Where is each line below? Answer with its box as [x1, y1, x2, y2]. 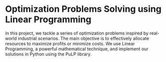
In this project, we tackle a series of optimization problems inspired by [5, 30, 149, 36]
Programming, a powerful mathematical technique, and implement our [5, 46, 149, 52]
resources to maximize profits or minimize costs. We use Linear [5, 40, 135, 46]
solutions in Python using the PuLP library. [5, 51, 92, 57]
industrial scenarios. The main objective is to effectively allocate [17, 35, 149, 41]
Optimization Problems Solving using [5, 3, 162, 15]
